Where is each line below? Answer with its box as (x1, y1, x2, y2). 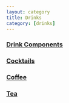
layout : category (6, 9, 50, 15)
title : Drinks (6, 15, 42, 21)
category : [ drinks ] (6, 20, 56, 26)
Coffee (6, 73, 27, 82)
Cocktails (6, 57, 35, 65)
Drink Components (6, 40, 64, 49)
